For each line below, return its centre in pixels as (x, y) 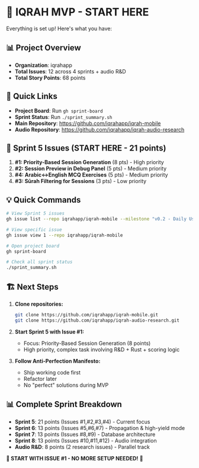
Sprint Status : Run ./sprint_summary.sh (63, 117)
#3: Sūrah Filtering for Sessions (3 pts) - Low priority (81, 181)
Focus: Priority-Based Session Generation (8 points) (87, 343)
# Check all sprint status (39, 262)
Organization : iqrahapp (44, 65)
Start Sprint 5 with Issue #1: (49, 332)
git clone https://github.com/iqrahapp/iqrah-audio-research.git (97, 320)
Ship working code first (52, 372)
